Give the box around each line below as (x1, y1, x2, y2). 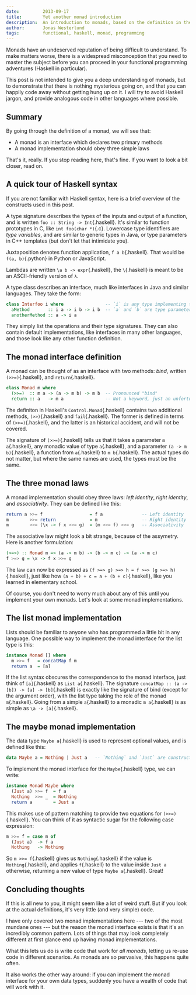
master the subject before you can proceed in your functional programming (6, 59, 188, 66)
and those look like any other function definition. (6, 335, 123, 342)
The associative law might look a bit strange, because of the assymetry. (6, 533, 179, 540)
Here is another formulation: (6, 539, 74, 546)
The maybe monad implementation (6, 721, 136, 731)
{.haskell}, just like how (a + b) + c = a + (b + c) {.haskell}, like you (6, 572, 172, 579)
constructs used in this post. (6, 201, 75, 208)
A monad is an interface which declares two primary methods (14, 139, 163, 146)
